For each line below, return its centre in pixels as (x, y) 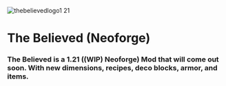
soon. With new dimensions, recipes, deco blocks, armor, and (112, 68)
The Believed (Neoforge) (79, 38)
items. (18, 76)
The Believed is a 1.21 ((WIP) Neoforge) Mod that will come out (113, 59)
